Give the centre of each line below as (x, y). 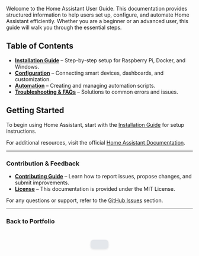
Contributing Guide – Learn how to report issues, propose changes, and (103, 176)
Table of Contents (40, 46)
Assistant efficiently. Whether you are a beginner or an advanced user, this (97, 21)
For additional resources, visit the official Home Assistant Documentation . (96, 142)
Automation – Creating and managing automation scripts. (85, 85)
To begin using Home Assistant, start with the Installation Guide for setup (95, 124)
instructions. (21, 131)
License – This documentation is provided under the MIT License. (95, 188)
